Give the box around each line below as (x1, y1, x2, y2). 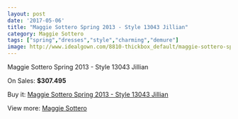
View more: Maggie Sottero (7, 104, 87, 112)
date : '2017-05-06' (7, 17, 65, 24)
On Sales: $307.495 (7, 76, 67, 85)
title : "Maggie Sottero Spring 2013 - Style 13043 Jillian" (7, 23, 189, 30)
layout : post (7, 10, 46, 18)
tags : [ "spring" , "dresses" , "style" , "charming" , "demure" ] (7, 37, 179, 44)
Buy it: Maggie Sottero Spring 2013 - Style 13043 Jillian (7, 90, 169, 98)
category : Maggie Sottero (7, 30, 84, 38)
